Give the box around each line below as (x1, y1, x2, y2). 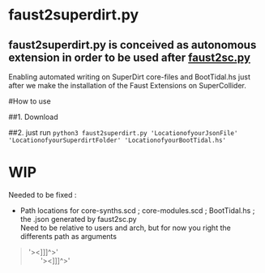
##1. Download (8, 112, 58, 122)
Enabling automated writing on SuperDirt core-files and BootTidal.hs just (8, 72, 251, 82)
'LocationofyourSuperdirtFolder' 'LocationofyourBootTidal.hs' (8, 136, 227, 144)
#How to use (8, 96, 51, 106)
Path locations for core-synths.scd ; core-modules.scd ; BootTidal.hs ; (19, 205, 255, 215)
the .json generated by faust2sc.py (19, 214, 137, 224)
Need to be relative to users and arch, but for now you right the (19, 223, 231, 232)
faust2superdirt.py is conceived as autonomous (8, 38, 257, 52)
